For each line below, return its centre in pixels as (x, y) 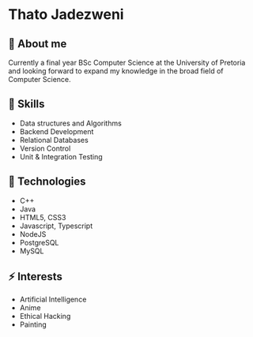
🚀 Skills (26, 104)
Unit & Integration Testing (61, 156)
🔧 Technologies (47, 182)
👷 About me (38, 44)
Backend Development (57, 131)
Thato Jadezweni (66, 15)
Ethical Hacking (45, 316)
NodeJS (33, 234)
